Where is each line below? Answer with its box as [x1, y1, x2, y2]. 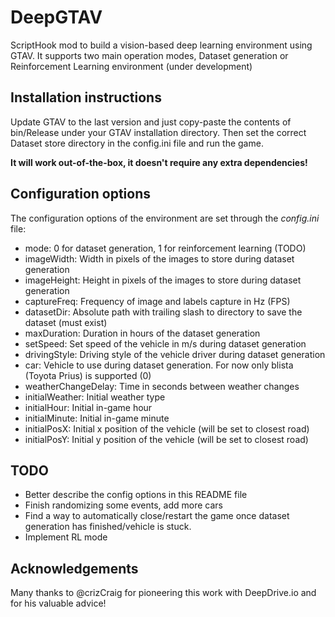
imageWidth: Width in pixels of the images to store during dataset [24, 252, 295, 265]
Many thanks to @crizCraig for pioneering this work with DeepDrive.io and [10, 587, 317, 599]
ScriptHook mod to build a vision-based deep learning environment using [10, 39, 313, 51]
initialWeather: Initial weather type [24, 391, 166, 403]
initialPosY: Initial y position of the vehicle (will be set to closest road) [24, 433, 309, 445]
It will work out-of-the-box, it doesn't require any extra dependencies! [10, 156, 308, 168]
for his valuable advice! [10, 597, 107, 610]
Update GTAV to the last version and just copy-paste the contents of [10, 116, 292, 128]
